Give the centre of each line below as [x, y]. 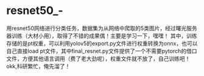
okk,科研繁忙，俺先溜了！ [38, 66]
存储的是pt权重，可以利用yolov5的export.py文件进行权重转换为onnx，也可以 [102, 43]
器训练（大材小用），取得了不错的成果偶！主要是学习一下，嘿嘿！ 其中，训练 [102, 36]
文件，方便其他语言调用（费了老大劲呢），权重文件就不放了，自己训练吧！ [98, 58]
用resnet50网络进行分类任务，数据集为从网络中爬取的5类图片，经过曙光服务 [102, 28]
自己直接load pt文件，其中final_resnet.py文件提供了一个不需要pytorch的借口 [102, 51]
